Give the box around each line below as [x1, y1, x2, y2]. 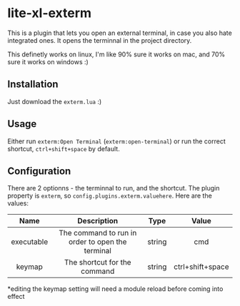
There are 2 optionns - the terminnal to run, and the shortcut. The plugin [7, 184, 220, 193]
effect [7, 292, 25, 301]
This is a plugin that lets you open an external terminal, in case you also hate [7, 29, 232, 37]
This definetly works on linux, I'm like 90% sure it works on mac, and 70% [7, 50, 226, 58]
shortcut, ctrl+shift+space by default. [7, 144, 120, 153]
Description [77, 216, 119, 226]
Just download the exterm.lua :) [7, 97, 102, 106]
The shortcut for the [64, 257, 131, 267]
